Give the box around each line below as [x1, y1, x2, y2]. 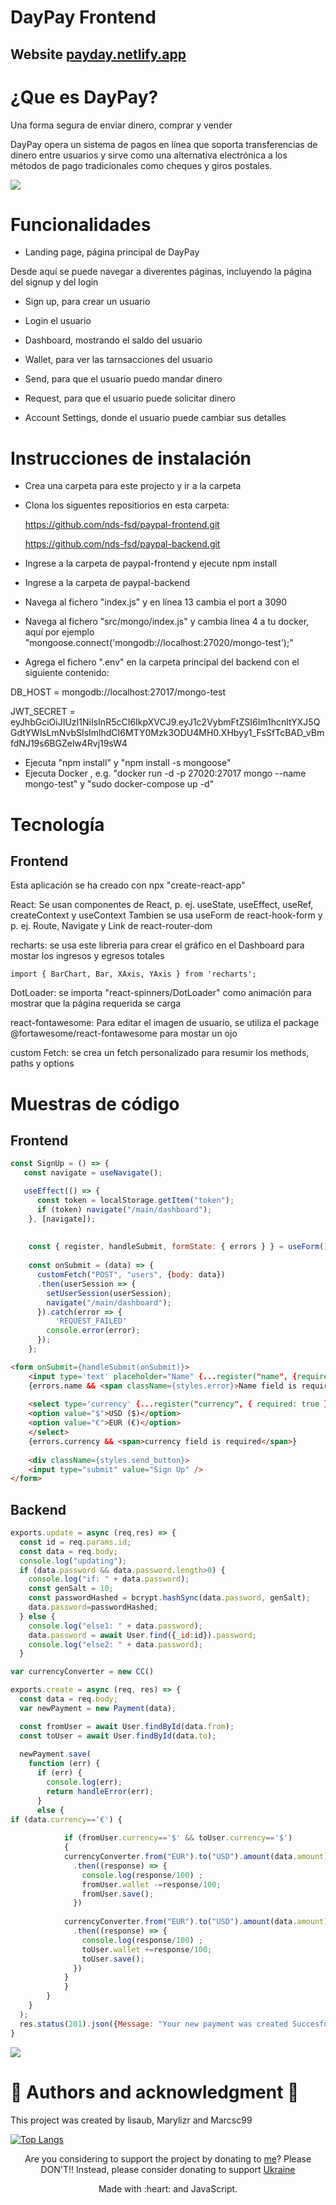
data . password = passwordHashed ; [28, 1602, 159, 1613]
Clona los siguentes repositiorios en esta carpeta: [24, 499, 230, 511]
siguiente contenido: [24, 667, 110, 679]
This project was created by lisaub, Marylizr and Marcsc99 [10, 2114, 253, 2126]
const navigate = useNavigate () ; [23, 1168, 163, 1178]
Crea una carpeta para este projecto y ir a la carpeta [24, 480, 242, 492]
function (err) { [28, 1759, 101, 1769]
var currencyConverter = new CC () [10, 1667, 155, 1677]
